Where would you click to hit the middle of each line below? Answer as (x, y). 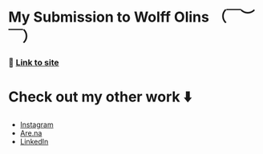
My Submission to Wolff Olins (109, 17)
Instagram (36, 124)
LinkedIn (34, 142)
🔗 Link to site (34, 63)
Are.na (31, 133)
